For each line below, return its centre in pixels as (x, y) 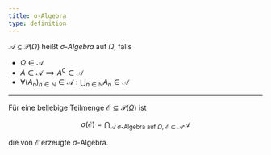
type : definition (38, 23)
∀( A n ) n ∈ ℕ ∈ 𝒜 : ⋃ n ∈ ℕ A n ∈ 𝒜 (75, 83)
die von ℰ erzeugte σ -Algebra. (58, 142)
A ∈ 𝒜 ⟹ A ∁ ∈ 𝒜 (52, 72)
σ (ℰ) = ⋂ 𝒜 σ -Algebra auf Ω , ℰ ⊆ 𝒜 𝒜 (135, 125)
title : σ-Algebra (38, 16)
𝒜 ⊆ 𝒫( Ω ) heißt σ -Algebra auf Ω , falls (70, 46)
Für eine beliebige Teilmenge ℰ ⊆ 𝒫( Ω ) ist (77, 107)
